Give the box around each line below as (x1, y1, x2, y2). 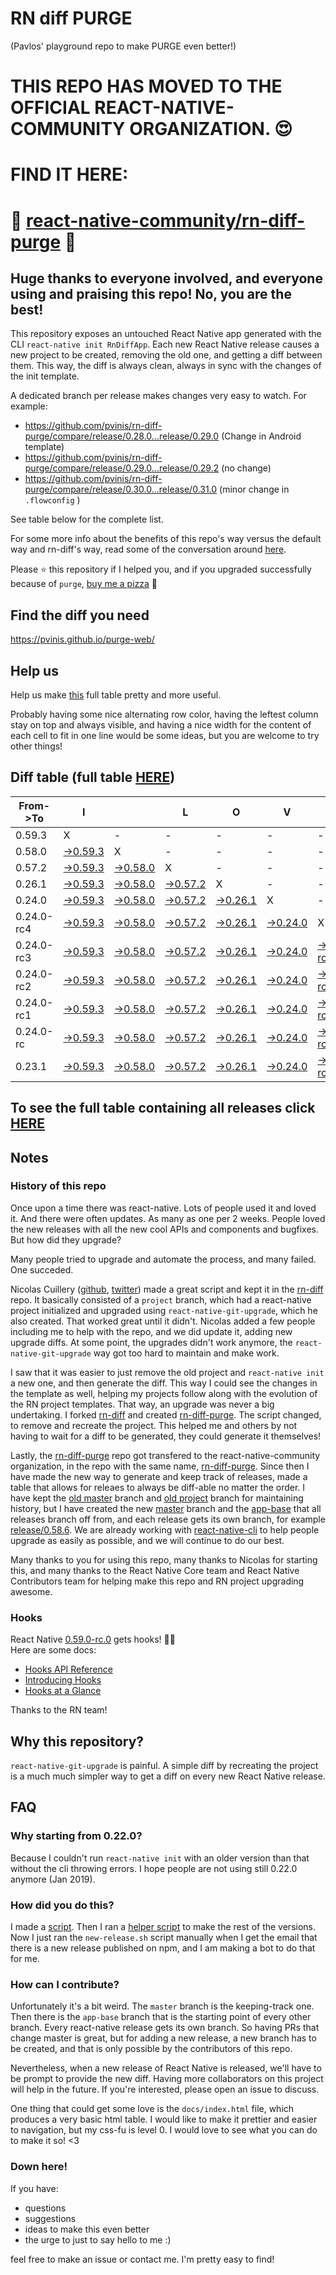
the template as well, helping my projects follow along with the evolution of (10, 1387, 318, 1399)
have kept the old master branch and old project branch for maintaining (10, 1492, 304, 1504)
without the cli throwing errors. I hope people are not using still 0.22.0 (10, 1862, 298, 1874)
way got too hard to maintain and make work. (93, 1347, 280, 1359)
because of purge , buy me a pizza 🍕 (10, 578, 158, 590)
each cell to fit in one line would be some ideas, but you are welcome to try (10, 729, 320, 741)
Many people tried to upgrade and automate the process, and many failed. (10, 1253, 317, 1265)
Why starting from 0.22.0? (10, 1829, 143, 1843)
